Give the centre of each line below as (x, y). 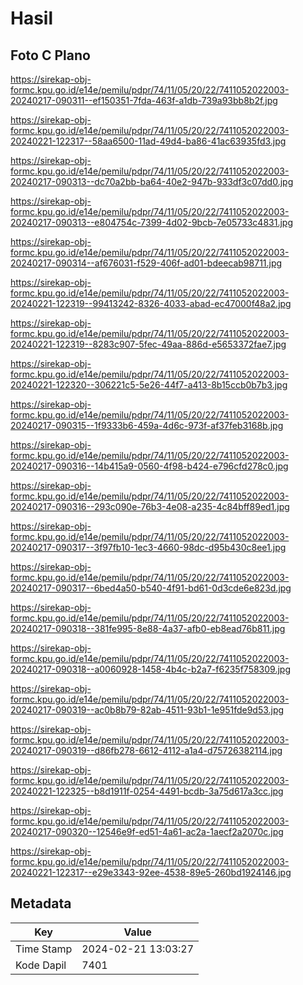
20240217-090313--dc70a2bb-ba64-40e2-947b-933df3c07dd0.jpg (152, 181)
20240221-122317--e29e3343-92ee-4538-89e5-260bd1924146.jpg (151, 872)
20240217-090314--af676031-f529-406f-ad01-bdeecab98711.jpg (146, 263)
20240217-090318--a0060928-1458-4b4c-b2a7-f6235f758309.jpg (150, 669)
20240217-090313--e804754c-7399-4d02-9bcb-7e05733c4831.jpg (151, 222)
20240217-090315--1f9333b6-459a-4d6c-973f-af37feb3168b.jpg (147, 425)
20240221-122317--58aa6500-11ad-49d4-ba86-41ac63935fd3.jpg (148, 141)
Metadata (41, 903)
